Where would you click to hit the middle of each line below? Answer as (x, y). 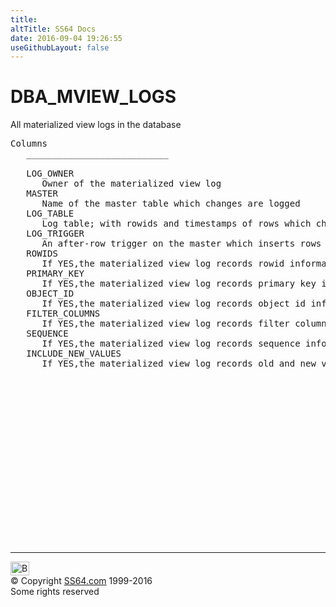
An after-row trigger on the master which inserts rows (181, 244)
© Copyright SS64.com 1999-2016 (81, 581)
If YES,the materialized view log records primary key (179, 284)
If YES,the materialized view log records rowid (163, 264)
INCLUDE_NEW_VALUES (74, 354)
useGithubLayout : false (60, 47)
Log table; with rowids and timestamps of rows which (176, 224)
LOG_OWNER (50, 174)
